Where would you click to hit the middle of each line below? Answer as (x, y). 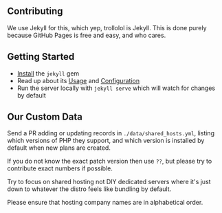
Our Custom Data (45, 117)
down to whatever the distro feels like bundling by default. (89, 189)
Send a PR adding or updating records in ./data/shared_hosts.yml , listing (111, 133)
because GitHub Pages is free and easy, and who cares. (87, 35)
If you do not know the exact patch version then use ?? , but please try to (110, 161)
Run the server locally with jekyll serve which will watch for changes (116, 88)
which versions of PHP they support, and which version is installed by (106, 141)
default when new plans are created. (59, 148)
